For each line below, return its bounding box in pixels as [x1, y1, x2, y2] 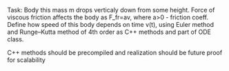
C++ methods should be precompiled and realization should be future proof [7, 48, 223, 57]
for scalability [7, 56, 46, 64]
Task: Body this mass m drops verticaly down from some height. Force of [7, 6, 215, 14]
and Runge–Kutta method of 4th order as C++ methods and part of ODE [7, 28, 212, 36]
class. [7, 35, 24, 43]
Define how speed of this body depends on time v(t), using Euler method [7, 21, 215, 28]
